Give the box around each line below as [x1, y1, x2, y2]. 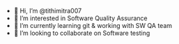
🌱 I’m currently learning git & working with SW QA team [13, 22, 173, 29]
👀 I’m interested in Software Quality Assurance [13, 14, 148, 22]
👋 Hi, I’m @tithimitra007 [13, 7, 82, 15]
